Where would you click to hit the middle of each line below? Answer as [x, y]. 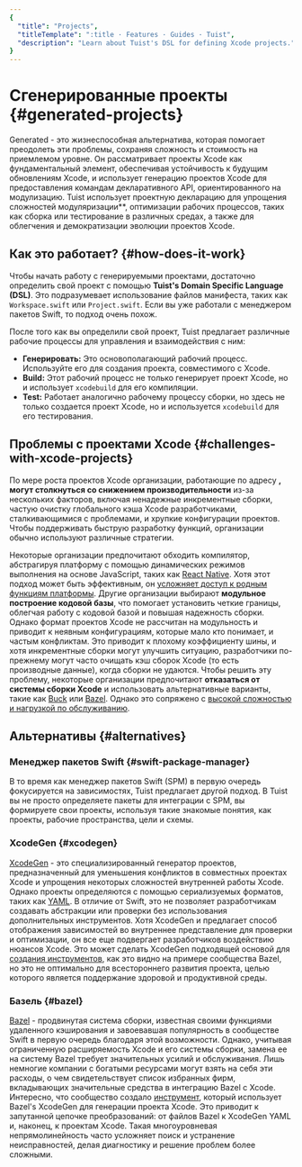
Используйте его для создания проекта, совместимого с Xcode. [146, 368]
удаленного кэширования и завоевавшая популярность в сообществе [145, 1030]
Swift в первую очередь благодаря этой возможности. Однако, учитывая [151, 1039]
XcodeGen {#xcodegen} [64, 843]
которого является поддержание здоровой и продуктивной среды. [138, 977]
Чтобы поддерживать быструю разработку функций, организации [137, 528]
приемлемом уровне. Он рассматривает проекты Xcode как [126, 159]
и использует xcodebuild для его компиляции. [110, 387]
